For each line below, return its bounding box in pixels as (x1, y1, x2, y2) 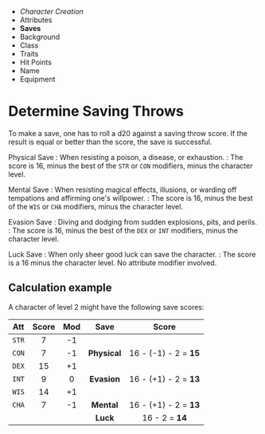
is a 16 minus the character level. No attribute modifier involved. (8, 258, 217, 268)
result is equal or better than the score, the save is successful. (8, 137, 212, 147)
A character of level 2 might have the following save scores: (8, 302, 205, 311)
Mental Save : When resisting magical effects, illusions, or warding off (8, 185, 237, 194)
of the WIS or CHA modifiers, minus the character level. (8, 201, 183, 211)
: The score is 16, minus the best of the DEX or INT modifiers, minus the (8, 225, 239, 235)
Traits (19, 49, 39, 58)
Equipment (19, 75, 56, 84)
